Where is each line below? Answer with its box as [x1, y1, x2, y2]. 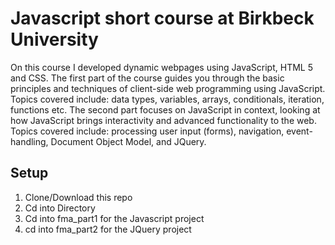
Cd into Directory [24, 202, 96, 214]
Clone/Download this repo [24, 191, 133, 203]
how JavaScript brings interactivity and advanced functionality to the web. [10, 114, 317, 126]
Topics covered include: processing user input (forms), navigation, [10, 125, 285, 137]
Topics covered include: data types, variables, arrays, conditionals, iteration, [10, 93, 325, 105]
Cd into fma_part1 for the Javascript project [24, 212, 205, 224]
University [10, 28, 99, 51]
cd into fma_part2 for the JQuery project [24, 223, 192, 235]
